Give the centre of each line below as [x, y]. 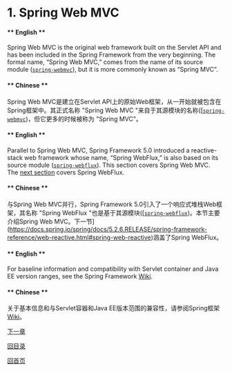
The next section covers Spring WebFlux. [66, 172]
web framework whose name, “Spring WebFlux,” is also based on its [121, 157]
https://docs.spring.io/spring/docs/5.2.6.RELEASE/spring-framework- [108, 229]
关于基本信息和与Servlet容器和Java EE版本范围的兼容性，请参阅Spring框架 [113, 308]
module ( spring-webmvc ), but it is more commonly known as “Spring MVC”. [113, 70]
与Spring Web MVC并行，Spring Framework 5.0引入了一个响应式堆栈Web [112, 204]
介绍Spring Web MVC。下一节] [51, 221]
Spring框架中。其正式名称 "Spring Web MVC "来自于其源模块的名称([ [105, 110]
